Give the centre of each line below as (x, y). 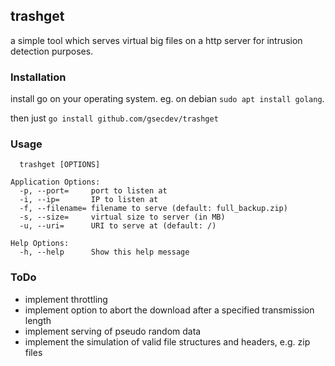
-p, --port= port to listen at (93, 191)
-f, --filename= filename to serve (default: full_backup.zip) (153, 209)
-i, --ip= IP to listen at (89, 200)
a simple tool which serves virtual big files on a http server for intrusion (156, 40)
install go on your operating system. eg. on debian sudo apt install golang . (167, 99)
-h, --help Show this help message (104, 252)
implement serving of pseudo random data (113, 331)
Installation (38, 77)
